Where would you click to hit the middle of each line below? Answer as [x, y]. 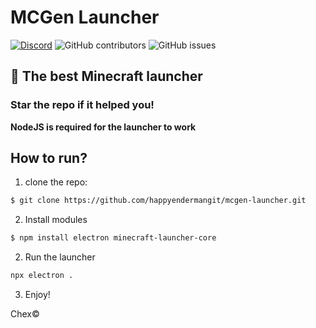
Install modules [56, 220]
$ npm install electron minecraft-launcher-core [113, 238]
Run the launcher [60, 257]
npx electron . [42, 276]
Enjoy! [37, 295]
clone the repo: [56, 182]
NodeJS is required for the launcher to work [103, 127]
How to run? [49, 158]
